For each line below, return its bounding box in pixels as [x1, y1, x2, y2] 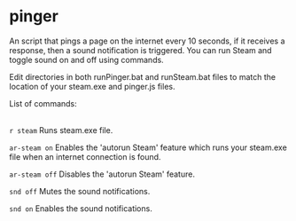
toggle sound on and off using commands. [9, 54, 164, 65]
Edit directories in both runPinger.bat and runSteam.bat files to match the [9, 71, 277, 82]
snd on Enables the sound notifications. [9, 202, 152, 214]
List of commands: [9, 98, 77, 108]
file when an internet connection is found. [9, 151, 161, 162]
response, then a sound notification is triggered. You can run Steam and [9, 44, 272, 55]
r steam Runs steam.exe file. [9, 124, 113, 135]
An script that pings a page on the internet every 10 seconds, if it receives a [9, 36, 285, 46]
